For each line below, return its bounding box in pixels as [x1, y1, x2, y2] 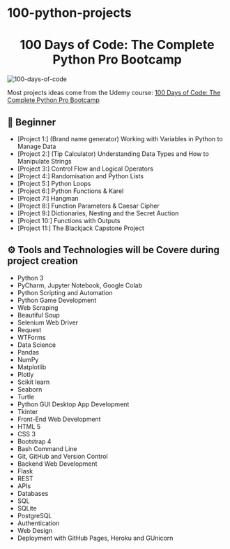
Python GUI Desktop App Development [17, 400, 130, 408]
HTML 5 [17, 422, 41, 431]
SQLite [17, 504, 37, 512]
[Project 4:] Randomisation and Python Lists [17, 171, 144, 180]
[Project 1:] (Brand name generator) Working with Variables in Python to [17, 134, 223, 143]
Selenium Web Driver [17, 318, 79, 327]
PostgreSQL [17, 511, 52, 520]
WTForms [17, 333, 46, 341]
